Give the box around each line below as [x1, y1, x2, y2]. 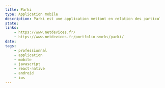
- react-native [14, 66, 45, 71]
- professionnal [14, 48, 48, 53]
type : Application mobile [5, 12, 58, 17]
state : [5, 21, 19, 26]
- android [14, 71, 34, 76]
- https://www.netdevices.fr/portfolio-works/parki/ [14, 35, 124, 40]
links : [5, 25, 19, 30]
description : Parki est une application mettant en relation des [5, 16, 141, 21]
